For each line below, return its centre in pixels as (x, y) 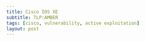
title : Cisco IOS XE (32, 12)
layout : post (23, 29)
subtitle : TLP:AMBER (32, 17)
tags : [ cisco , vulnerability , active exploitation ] (73, 23)
